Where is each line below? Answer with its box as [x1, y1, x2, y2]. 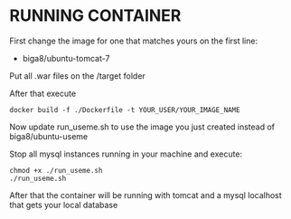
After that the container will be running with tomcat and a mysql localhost [9, 189, 282, 200]
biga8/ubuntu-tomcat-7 [22, 52, 110, 63]
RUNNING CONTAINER [9, 5, 182, 26]
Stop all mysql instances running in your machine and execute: [9, 148, 242, 159]
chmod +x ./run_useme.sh [9, 166, 103, 175]
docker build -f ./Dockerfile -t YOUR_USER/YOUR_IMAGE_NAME [9, 105, 241, 114]
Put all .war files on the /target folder [9, 70, 146, 81]
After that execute [9, 88, 77, 99]
